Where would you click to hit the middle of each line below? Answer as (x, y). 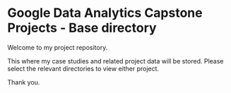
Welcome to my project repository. (58, 47)
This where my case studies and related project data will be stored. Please (115, 61)
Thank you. (24, 82)
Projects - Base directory (82, 28)
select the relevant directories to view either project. (83, 68)
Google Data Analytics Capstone (105, 13)
